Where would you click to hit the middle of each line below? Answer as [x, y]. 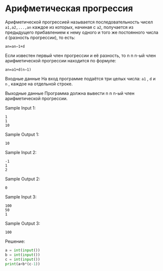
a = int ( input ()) [23, 250]
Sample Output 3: [23, 223]
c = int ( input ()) [23, 259]
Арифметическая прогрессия [69, 9]
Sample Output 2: [23, 179]
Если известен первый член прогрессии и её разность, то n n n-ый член [81, 55]
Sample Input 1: [20, 108]
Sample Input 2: [21, 152]
